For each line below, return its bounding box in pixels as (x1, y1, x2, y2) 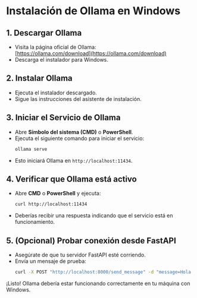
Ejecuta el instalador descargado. (14, 89, 97, 96)
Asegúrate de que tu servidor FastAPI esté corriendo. (14, 251, 146, 258)
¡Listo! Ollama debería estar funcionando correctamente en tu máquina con (6, 280, 190, 287)
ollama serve (14, 146, 48, 152)
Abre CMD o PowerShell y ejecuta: (14, 190, 101, 197)
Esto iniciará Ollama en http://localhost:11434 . (14, 157, 133, 164)
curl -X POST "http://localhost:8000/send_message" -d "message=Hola (14, 269, 192, 275)
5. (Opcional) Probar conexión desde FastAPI (6, 236, 177, 246)
